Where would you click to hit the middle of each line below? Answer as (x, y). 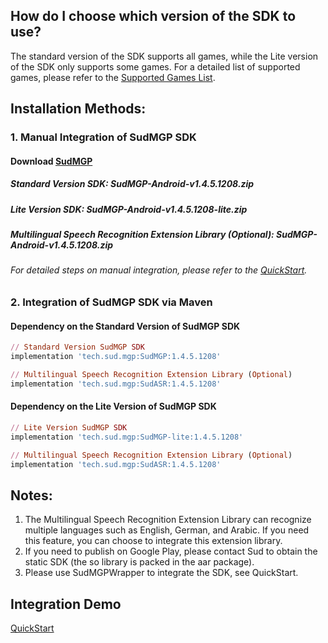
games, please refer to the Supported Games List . (113, 77)
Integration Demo (66, 604)
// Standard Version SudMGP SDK (77, 347)
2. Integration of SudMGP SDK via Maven (111, 302)
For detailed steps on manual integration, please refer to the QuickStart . (159, 270)
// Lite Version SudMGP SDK (69, 427)
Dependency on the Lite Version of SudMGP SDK (113, 406)
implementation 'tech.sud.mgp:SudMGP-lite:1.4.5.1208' (127, 437)
